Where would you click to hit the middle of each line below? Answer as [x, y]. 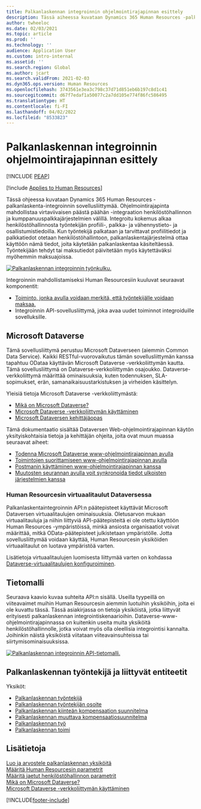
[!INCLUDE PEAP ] [28, 177]
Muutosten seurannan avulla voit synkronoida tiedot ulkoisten [90, 473]
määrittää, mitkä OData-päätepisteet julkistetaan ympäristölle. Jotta [89, 533]
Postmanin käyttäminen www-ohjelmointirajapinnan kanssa [88, 466]
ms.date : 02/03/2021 [32, 28]
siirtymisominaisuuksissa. [38, 641]
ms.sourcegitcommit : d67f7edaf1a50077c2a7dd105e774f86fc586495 [87, 95]
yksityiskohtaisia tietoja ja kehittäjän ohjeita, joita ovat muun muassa [90, 436]
